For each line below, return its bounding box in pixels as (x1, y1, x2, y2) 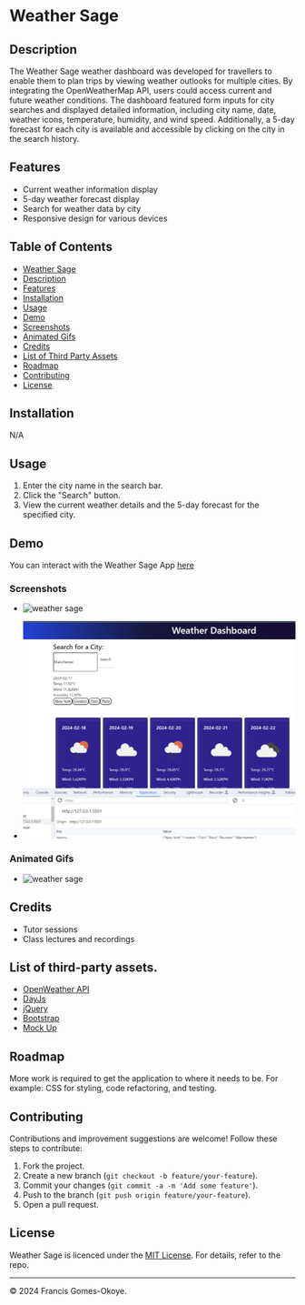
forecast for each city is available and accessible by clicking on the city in (9, 124, 285, 135)
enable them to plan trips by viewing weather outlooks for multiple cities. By (9, 75, 293, 86)
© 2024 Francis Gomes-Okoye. (9, 1285, 127, 1296)
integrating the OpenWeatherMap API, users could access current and (9, 85, 272, 95)
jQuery (22, 1003, 48, 1014)
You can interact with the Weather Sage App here (9, 560, 195, 571)
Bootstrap (22, 1013, 60, 1024)
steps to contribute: (9, 1143, 84, 1154)
